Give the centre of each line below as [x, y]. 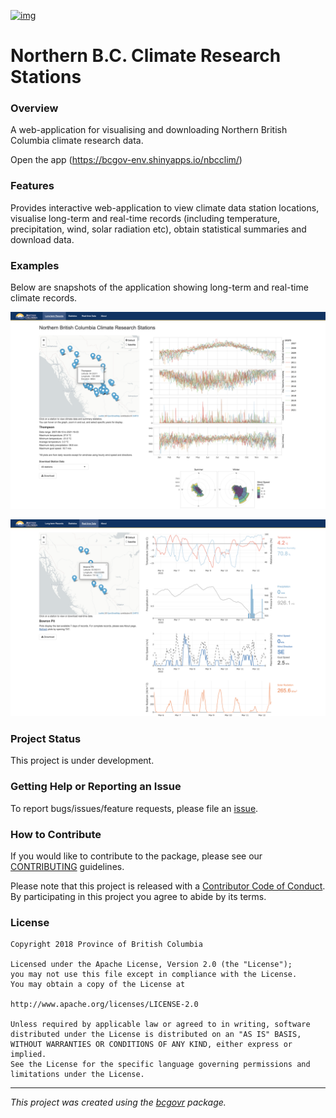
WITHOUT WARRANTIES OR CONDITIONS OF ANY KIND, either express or [151, 1045]
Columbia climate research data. [77, 141]
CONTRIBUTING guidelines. [67, 866]
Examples [35, 265]
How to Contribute [56, 834]
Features [32, 186]
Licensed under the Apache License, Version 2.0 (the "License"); [151, 965]
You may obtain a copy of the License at [98, 985]
